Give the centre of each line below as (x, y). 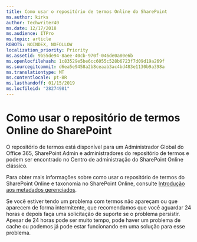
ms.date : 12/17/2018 (32, 28)
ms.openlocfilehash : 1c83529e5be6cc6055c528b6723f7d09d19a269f (86, 61)
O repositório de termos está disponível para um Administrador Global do (95, 147)
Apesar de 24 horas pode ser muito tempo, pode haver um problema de (93, 220)
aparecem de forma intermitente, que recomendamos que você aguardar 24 (99, 207)
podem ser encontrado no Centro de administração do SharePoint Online (95, 159)
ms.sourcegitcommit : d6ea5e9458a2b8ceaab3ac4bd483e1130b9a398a (86, 67)
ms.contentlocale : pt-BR (37, 78)
